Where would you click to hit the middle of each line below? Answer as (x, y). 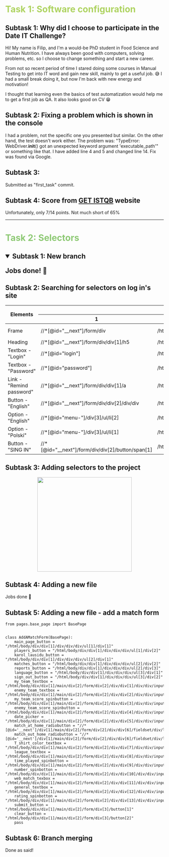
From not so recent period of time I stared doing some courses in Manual (81, 68)
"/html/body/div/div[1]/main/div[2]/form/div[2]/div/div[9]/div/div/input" (86, 765)
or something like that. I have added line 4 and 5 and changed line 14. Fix (81, 151)
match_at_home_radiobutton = (45, 726)
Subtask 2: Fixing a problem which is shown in (79, 115)
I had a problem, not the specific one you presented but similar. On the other (84, 135)
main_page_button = (35, 642)
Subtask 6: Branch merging (49, 838)
